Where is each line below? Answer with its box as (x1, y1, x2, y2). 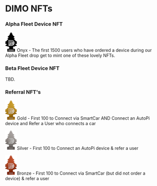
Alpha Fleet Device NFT (5, 21, 63, 28)
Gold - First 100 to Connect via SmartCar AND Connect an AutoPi (17, 115, 150, 121)
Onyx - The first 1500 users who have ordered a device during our (17, 47, 152, 53)
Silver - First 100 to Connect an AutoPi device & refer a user (17, 145, 139, 151)
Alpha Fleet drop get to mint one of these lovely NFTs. (5, 52, 115, 58)
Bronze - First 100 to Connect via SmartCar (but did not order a (17, 170, 146, 176)
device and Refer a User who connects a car (5, 121, 96, 127)
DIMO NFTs (5, 3, 53, 14)
